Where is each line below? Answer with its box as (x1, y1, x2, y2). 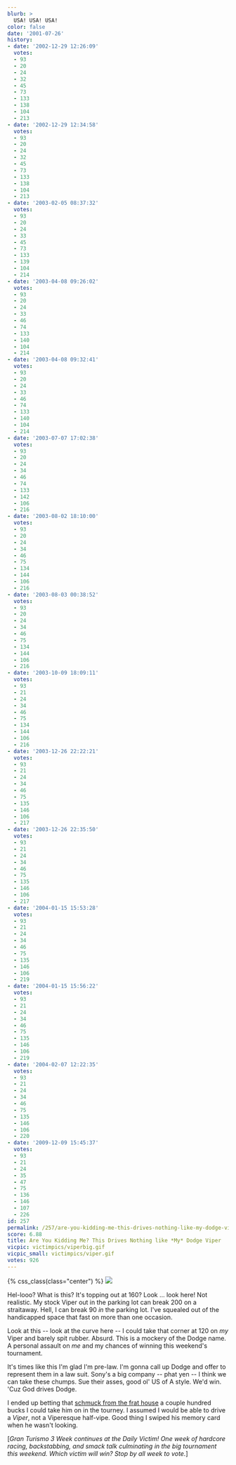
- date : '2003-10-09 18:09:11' (7, 670, 99, 677)
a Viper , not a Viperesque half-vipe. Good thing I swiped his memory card (7, 1413, 221, 1421)
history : (7, 37, 33, 44)
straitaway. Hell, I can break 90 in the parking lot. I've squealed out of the (7, 1305, 220, 1313)
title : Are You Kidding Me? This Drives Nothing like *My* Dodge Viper (7, 1237, 221, 1245)
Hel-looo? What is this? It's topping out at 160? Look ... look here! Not (7, 1290, 208, 1299)
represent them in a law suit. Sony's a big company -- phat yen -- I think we (7, 1370, 227, 1378)
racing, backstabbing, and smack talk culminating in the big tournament (7, 1442, 217, 1450)
